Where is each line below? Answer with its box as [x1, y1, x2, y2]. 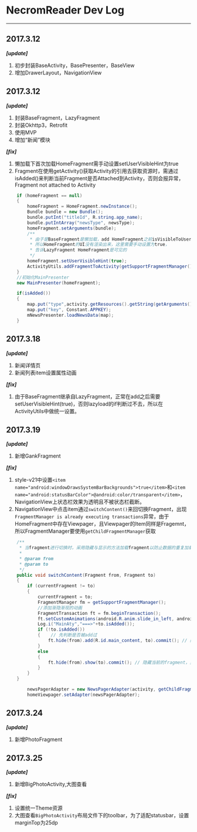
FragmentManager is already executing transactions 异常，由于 [14, 513, 169, 520]
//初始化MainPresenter [16, 274, 69, 280]
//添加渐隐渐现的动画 [37, 605, 83, 611]
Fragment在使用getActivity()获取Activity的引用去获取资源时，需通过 [14, 167, 179, 174]
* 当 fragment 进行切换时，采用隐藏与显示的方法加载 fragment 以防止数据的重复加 [19, 545, 189, 551]
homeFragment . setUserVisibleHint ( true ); [27, 258, 127, 264]
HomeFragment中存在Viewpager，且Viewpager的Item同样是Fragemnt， [14, 520, 189, 527]
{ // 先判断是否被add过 [37, 632, 97, 638]
